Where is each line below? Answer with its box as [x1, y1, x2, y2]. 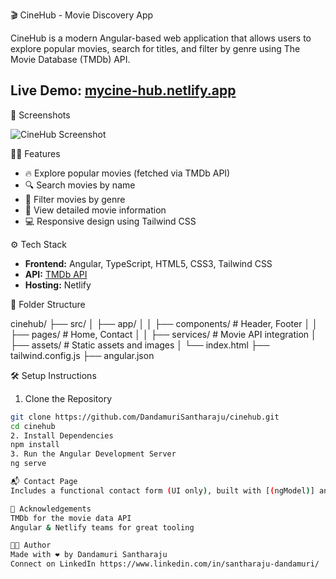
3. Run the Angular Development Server [10, 449, 177, 459]
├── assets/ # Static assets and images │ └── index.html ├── [10, 339, 270, 351]
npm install [10, 440, 60, 450]
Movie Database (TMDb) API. [10, 54, 131, 65]
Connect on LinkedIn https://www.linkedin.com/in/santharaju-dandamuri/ [10, 559, 320, 569]
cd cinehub [10, 421, 56, 431]
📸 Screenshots [10, 109, 71, 121]
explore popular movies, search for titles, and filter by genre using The [10, 43, 301, 54]
